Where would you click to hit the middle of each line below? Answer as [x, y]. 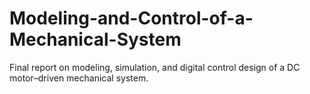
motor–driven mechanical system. [79, 78]
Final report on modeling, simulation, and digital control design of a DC [155, 67]
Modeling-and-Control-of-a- [131, 18]
